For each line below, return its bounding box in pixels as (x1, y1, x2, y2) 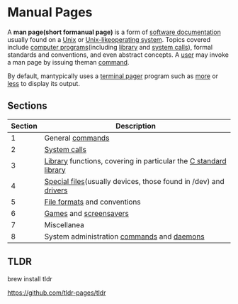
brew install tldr (7, 274, 53, 283)
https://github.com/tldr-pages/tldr (7, 288, 106, 297)
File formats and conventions (44, 197, 141, 207)
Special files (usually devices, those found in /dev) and (44, 176, 225, 186)
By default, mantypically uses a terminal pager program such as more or (7, 72, 218, 80)
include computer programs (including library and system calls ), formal (7, 43, 213, 51)
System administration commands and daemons (44, 232, 205, 241)
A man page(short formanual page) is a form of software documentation (7, 28, 221, 36)
